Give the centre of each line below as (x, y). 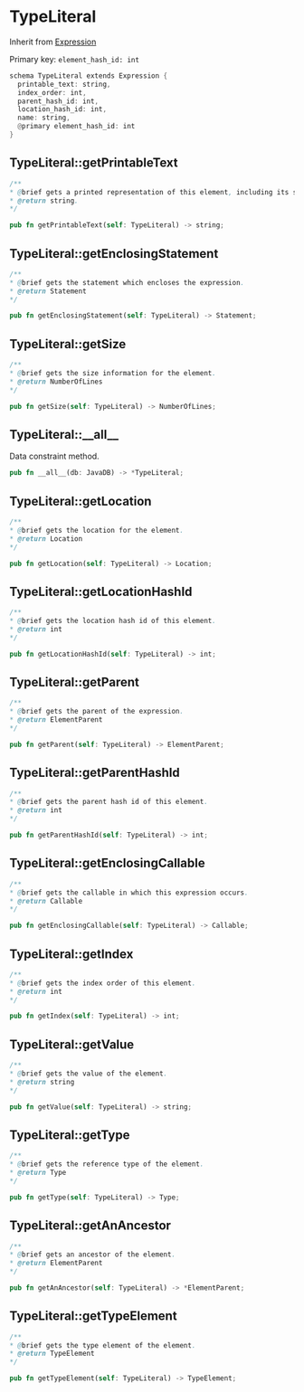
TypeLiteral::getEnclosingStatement (114, 254)
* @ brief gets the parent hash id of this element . (109, 802)
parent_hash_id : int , (58, 101)
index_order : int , (52, 92)
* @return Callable (46, 901)
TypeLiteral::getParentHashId (95, 773)
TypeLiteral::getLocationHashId (101, 591)
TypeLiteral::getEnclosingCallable (107, 863)
